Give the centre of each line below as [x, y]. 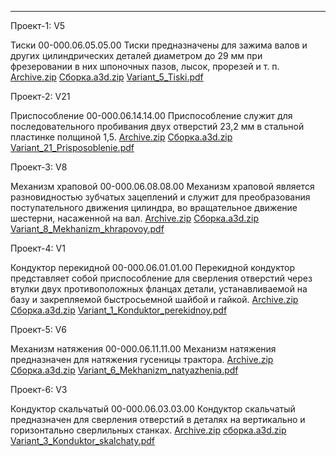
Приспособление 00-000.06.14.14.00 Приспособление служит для [151, 115]
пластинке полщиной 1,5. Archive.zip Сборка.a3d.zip [121, 137]
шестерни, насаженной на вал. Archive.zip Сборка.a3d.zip [134, 218]
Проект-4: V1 [38, 248]
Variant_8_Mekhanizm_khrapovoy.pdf [87, 229]
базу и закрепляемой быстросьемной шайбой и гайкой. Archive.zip [154, 299]
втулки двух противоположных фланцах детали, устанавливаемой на [159, 289]
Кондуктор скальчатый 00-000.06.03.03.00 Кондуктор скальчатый [153, 409]
